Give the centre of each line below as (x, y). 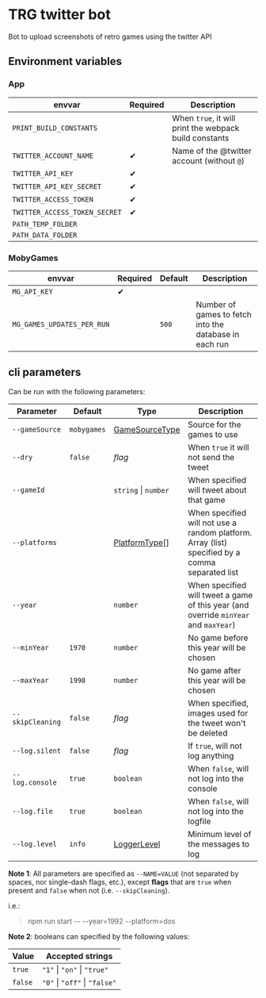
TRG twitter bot (59, 15)
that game (207, 500)
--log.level (35, 844)
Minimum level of (220, 834)
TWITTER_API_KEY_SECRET (57, 186)
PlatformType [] (142, 543)
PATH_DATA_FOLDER (45, 235)
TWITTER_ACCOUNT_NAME (53, 155)
